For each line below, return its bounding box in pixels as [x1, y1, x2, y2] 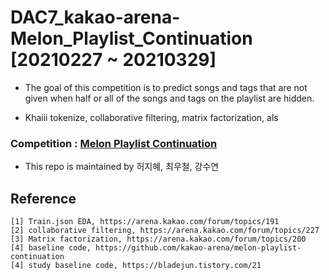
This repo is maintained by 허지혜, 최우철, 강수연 [24, 161, 220, 173]
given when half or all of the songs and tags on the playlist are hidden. [24, 92, 315, 104]
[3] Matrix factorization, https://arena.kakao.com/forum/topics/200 [10, 234, 307, 245]
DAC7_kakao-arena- [10, 6, 181, 29]
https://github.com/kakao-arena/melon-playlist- [95, 243, 302, 253]
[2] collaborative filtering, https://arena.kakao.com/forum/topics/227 [10, 226, 320, 236]
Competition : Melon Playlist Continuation [10, 136, 218, 150]
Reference [10, 190, 77, 207]
